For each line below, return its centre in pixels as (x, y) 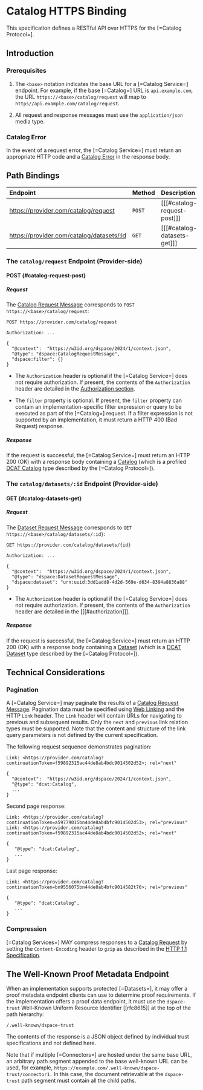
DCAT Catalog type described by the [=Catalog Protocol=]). (81, 468)
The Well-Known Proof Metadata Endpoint (88, 974)
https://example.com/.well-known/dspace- (107, 1068)
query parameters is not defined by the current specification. (82, 735)
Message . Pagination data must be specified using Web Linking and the (95, 709)
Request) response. (40, 426)
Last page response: (32, 871)
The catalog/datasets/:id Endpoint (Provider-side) (82, 484)
